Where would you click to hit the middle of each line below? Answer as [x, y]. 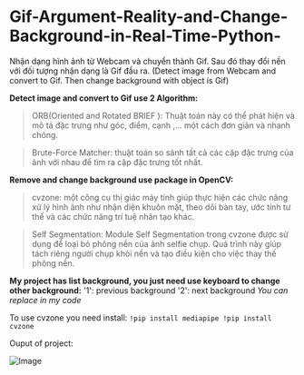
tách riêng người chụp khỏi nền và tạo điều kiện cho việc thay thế [154, 253]
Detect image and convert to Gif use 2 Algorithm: [103, 98]
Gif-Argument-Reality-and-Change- [149, 17]
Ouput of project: [42, 343]
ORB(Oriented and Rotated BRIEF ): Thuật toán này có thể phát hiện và [163, 115]
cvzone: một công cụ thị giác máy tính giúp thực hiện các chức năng [160, 197]
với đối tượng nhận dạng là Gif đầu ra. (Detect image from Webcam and [143, 71]
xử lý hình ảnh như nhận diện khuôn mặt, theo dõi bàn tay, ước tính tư [161, 207]
